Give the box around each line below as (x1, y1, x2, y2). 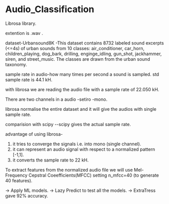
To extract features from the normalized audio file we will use (5, 167, 133, 173)
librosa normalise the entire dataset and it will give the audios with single (5, 106, 157, 112)
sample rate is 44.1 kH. (5, 76, 53, 83)
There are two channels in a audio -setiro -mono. (5, 96, 108, 102)
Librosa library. (5, 20, 36, 26)
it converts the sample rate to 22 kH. (12, 157, 89, 163)
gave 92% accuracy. (5, 192, 49, 198)
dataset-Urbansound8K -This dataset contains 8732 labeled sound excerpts (5, 39, 164, 46)
